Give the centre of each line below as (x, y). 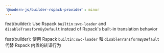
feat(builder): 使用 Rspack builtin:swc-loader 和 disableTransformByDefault (82, 39)
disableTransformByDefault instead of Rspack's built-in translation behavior (81, 29)
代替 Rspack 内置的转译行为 (33, 45)
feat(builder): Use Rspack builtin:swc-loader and (56, 24)
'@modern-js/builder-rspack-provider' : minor (52, 10)
